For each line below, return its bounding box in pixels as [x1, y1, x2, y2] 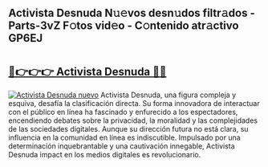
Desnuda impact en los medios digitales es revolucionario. [8, 150, 201, 159]
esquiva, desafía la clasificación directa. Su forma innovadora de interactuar [8, 99, 260, 108]
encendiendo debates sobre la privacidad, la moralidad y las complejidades [8, 116, 258, 125]
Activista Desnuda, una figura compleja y [99, 90, 237, 100]
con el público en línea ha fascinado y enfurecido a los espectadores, [8, 108, 238, 116]
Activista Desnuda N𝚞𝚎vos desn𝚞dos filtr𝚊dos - [8, 6, 255, 20]
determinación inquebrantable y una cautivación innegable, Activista [8, 141, 235, 151]
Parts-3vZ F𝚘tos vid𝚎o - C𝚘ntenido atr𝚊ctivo [8, 19, 239, 33]
